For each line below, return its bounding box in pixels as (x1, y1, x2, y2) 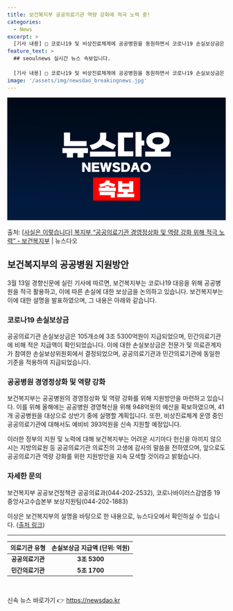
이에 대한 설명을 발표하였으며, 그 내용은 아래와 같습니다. (7, 295, 157, 304)
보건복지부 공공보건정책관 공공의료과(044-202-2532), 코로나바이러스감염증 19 (7, 488, 221, 497)
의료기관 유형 (10, 544, 46, 552)
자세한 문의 (7, 472, 42, 481)
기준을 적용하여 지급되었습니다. (7, 358, 92, 367)
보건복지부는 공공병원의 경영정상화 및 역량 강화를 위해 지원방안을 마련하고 (7, 394, 206, 402)
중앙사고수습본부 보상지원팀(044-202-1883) (7, 497, 128, 506)
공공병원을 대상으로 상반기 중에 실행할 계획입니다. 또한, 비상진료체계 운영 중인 (14, 411, 224, 420)
